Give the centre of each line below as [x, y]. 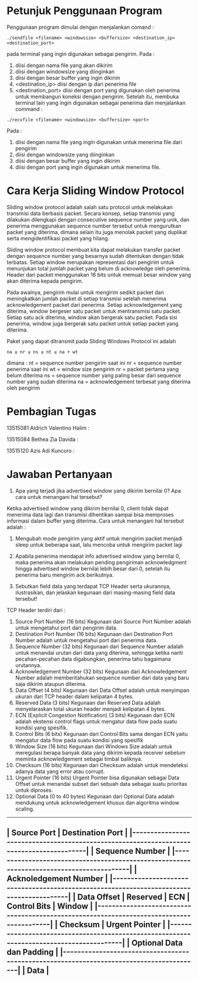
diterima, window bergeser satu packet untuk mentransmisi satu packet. [94, 311]
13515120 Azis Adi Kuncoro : [41, 450]
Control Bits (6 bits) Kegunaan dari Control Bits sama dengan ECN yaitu [101, 734]
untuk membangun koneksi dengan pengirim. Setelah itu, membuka [97, 96]
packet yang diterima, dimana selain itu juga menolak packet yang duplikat [97, 232]
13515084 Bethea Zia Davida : [43, 439]
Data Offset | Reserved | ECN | [134, 897]
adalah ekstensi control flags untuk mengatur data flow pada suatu [96, 721]
